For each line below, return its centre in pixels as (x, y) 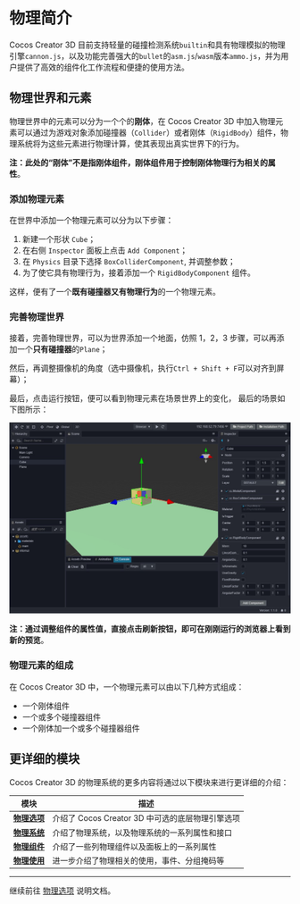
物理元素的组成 (42, 665)
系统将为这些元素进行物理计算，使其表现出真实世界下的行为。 (130, 143)
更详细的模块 (45, 759)
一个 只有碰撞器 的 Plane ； (62, 349)
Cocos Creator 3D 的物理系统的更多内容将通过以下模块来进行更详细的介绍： (149, 782)
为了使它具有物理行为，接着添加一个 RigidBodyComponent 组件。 (139, 272)
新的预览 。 (29, 640)
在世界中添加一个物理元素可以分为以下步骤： (92, 221)
